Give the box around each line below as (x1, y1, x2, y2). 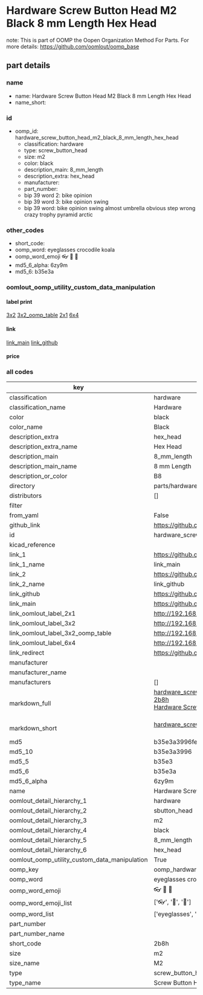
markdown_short (9, 724, 57, 733)
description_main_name (9, 462, 77, 471)
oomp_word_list (9, 910, 54, 918)
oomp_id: (14, 127, 39, 135)
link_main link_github (6, 339, 59, 346)
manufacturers (9, 678, 51, 686)
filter (9, 501, 23, 510)
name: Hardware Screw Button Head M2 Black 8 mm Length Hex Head (14, 92, 192, 100)
